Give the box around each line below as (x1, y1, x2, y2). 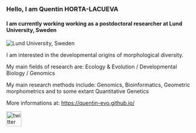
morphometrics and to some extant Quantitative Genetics (6, 88, 149, 95)
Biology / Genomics (6, 70, 56, 77)
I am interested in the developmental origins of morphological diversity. (6, 51, 184, 59)
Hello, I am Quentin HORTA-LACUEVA (6, 5, 119, 13)
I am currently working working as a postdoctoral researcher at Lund (6, 20, 183, 27)
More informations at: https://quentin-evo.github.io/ (6, 99, 135, 107)
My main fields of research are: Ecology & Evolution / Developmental (6, 63, 177, 71)
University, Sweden (6, 26, 57, 33)
